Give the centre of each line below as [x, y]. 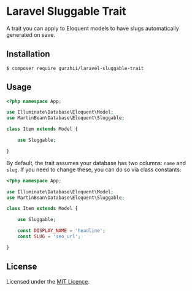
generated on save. [31, 34]
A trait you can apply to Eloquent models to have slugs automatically [93, 28]
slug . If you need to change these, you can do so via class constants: [94, 169]
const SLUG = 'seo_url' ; [49, 237]
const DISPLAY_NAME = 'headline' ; [61, 231]
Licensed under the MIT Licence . [48, 281]
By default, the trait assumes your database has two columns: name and [96, 163]
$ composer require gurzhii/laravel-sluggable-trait [75, 68]
